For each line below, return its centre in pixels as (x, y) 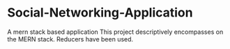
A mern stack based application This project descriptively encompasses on (115, 32)
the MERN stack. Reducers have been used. (70, 39)
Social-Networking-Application (100, 13)
